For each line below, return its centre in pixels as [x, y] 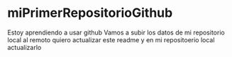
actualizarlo [24, 47]
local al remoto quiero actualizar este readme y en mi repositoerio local [111, 39]
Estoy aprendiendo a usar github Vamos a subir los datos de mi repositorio [116, 32]
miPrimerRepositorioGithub [90, 13]
